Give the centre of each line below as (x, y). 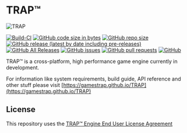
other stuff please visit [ (35, 85)
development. (23, 67)
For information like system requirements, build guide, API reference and (93, 79)
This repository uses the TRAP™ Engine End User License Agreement (89, 124)
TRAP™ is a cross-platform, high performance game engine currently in (92, 61)
